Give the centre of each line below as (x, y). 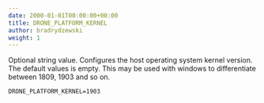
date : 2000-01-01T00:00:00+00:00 (63, 15)
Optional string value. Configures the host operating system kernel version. (130, 60)
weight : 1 (25, 38)
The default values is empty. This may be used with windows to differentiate (132, 69)
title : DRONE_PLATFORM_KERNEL (58, 23)
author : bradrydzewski (45, 30)
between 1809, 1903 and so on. (59, 77)
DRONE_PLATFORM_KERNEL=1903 (55, 92)
